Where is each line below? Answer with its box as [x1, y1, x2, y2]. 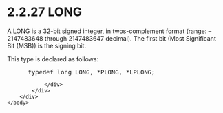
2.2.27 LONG [7, 4, 83, 20]
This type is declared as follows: [7, 54, 98, 63]
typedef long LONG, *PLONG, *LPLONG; [28, 68, 156, 76]
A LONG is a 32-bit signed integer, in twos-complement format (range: [7, 27, 207, 35]
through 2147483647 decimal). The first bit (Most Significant [44, 34, 217, 42]
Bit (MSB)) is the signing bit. [7, 41, 87, 50]
